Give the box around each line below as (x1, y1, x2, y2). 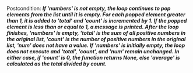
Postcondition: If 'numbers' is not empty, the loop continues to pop (6, 5, 171, 12)
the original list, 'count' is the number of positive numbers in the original (6, 36, 186, 42)
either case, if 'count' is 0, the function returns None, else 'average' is (6, 54, 180, 61)
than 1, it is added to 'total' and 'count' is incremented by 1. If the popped (6, 17, 187, 24)
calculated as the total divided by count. (6, 60, 107, 67)
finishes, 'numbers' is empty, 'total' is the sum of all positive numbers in (6, 30, 186, 36)
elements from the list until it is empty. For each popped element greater (6, 11, 185, 18)
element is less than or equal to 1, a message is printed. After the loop (6, 23, 180, 30)
